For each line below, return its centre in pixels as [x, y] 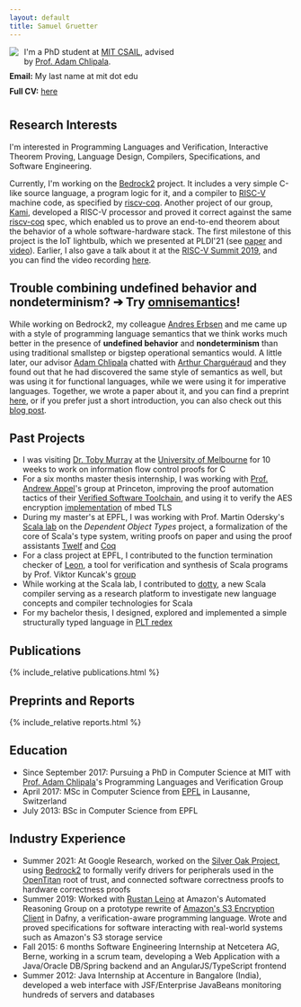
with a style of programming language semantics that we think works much [148, 333]
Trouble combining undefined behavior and [133, 288]
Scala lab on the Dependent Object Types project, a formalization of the [155, 526]
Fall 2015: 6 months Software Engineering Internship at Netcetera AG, [151, 947]
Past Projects [47, 438]
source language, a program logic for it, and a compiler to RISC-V [145, 193]
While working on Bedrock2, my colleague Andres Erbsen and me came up [148, 324]
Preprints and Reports [72, 701]
